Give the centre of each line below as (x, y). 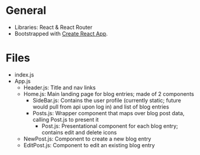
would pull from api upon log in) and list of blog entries (101, 107)
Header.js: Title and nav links (60, 87)
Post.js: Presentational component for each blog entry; (110, 126)
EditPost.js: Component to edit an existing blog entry (89, 145)
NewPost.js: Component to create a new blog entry (87, 139)
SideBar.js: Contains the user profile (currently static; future (107, 100)
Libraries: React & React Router (53, 27)
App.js (22, 81)
